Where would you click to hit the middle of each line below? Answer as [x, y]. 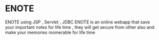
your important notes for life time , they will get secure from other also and [80, 27]
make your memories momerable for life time [50, 32]
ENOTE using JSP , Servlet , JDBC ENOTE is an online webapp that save [78, 22]
